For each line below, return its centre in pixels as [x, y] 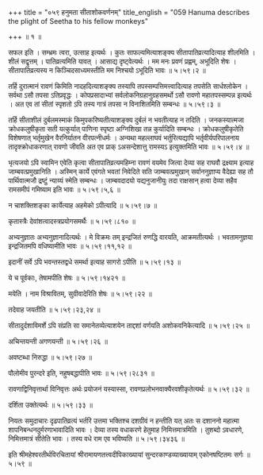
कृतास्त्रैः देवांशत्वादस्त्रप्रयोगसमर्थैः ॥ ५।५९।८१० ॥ [72, 221]
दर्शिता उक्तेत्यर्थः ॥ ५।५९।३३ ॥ [51, 405]
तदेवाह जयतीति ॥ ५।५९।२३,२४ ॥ [54, 309]
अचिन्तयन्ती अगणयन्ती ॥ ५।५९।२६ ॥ [58, 341]
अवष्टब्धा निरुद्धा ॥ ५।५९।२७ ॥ [50, 357]
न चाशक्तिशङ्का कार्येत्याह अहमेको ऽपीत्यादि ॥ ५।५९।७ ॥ [83, 205]
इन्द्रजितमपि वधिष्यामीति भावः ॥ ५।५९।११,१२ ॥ [70, 246]
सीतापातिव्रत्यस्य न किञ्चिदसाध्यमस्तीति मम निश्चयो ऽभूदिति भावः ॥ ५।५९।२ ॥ [107, 70]
